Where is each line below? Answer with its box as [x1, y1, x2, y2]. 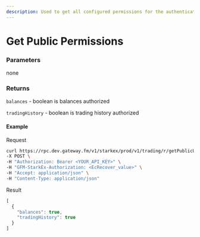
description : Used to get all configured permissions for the [6, 8, 164, 15]
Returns [6, 84, 30, 93]
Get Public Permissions [6, 34, 124, 48]
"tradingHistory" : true [17, 214, 76, 221]
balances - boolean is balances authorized [6, 98, 110, 105]
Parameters [6, 56, 40, 64]
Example [6, 123, 29, 130]
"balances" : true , [17, 209, 62, 215]
